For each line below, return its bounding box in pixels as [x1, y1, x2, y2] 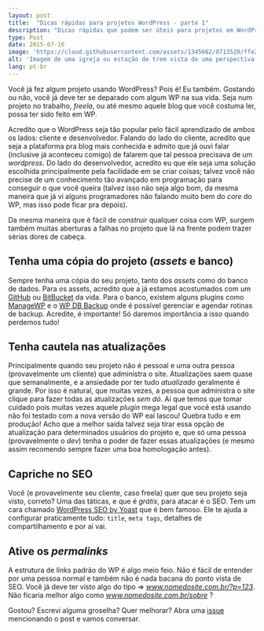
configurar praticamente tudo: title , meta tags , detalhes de [8, 513, 203, 523]
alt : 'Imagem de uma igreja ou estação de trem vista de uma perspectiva [8, 56, 255, 64]
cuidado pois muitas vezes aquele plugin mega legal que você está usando [8, 403, 251, 412]
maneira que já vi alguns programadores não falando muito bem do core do [8, 191, 253, 201]
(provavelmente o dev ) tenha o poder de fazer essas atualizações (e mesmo [8, 436, 255, 445]
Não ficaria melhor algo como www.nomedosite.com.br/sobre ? [8, 591, 214, 600]
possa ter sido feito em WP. [8, 109, 97, 119]
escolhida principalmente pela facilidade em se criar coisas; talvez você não [8, 166, 255, 175]
